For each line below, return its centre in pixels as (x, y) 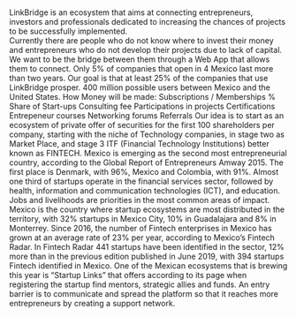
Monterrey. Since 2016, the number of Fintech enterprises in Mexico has (140, 228)
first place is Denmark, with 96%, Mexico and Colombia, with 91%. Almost (144, 172)
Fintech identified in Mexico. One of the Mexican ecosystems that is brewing (148, 266)
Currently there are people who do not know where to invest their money (141, 41)
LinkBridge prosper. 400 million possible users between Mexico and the (140, 87)
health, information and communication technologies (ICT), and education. (145, 191)
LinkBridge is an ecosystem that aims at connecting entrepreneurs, (131, 12)
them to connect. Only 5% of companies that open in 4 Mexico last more (141, 68)
